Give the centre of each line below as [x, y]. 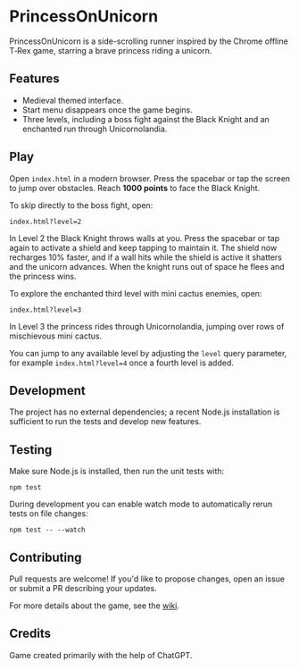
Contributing [46, 557]
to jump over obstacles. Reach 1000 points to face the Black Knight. [135, 188]
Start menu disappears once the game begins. [108, 110]
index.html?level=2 [46, 222]
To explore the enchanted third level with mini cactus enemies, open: [136, 293]
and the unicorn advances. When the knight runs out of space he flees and [147, 266]
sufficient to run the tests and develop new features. [105, 422]
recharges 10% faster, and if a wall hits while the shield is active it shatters [146, 257]
